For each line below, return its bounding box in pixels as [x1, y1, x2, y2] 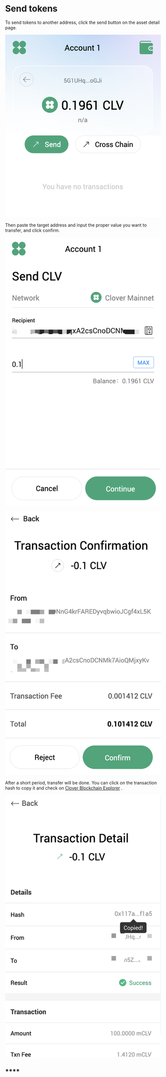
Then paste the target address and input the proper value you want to [5, 222, 147, 228]
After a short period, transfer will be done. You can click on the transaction [5, 780, 157, 786]
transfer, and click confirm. [5, 227, 60, 233]
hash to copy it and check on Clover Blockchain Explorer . [5, 785, 123, 791]
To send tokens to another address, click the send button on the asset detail [5, 19, 160, 25]
